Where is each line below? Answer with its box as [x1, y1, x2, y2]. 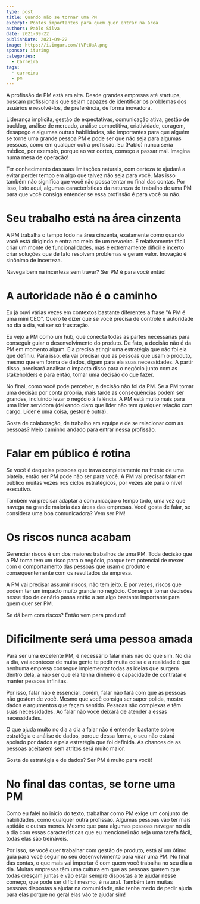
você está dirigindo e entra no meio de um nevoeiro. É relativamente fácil [6, 238, 186, 245]
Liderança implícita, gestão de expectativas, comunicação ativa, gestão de [6, 116, 189, 123]
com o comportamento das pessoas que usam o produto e [6, 563, 150, 570]
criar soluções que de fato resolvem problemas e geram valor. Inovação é [6, 250, 187, 258]
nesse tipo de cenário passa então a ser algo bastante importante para [6, 593, 180, 600]
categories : [6, 53, 36, 59]
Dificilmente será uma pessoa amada [6, 633, 193, 646]
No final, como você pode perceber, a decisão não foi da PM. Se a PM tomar [6, 383, 194, 389]
